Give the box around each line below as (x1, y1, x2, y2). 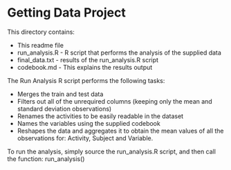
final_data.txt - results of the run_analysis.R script (17, 55, 159, 64)
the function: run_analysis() (7, 154, 85, 163)
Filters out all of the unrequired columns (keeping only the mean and (17, 97, 212, 105)
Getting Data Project (7, 5, 127, 21)
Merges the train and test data (17, 90, 104, 98)
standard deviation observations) (17, 104, 112, 113)
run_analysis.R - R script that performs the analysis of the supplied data (17, 48, 221, 57)
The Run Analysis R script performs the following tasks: (7, 76, 165, 84)
